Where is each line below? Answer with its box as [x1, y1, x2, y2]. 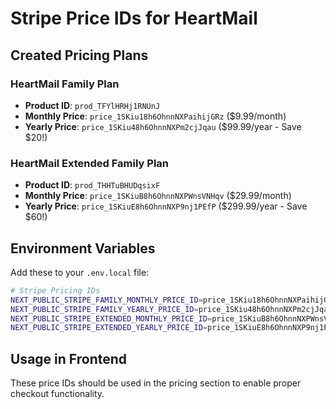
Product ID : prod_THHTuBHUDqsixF [24, 179, 161, 191]
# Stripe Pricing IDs [10, 285, 101, 296]
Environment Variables [10, 240, 156, 257]
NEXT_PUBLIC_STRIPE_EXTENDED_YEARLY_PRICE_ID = [10, 323, 208, 333]
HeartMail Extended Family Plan [10, 156, 170, 170]
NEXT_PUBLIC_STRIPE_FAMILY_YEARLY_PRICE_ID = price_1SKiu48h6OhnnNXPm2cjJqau [10, 304, 333, 314]
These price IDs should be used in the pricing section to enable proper [10, 377, 302, 389]
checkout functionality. [10, 388, 105, 400]
